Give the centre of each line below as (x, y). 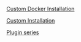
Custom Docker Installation (40, 9)
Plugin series (23, 32)
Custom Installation (31, 20)
